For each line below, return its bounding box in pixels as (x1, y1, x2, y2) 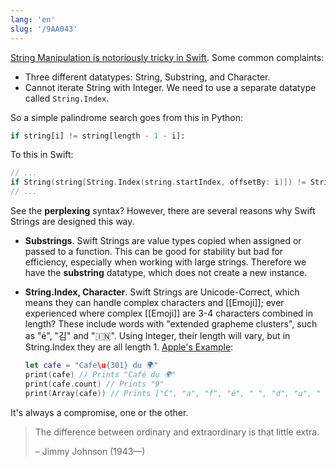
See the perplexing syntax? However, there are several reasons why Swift (10, 205, 316, 216)
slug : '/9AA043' (10, 24, 78, 34)
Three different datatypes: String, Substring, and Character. (24, 71, 271, 83)
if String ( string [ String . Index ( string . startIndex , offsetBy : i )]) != (10, 177, 307, 188)
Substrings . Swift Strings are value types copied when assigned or (24, 235, 302, 246)
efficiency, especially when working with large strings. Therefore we (24, 256, 307, 268)
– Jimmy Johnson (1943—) (34, 445, 146, 457)
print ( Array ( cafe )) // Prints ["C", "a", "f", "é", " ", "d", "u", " (24, 388, 322, 398)
